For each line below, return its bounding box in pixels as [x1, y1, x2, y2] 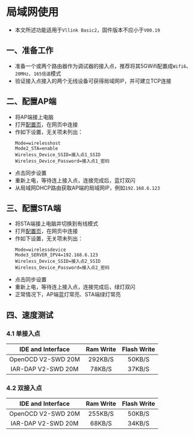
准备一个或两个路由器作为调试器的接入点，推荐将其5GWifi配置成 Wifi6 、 [14, 62, 192, 69]
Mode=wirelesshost [14, 140, 61, 146]
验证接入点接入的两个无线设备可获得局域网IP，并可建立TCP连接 [14, 77, 172, 84]
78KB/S [90, 365, 112, 373]
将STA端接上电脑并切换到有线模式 [14, 220, 98, 227]
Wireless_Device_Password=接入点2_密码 [14, 265, 110, 271]
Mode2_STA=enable [14, 145, 58, 151]
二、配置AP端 [6, 97, 57, 107]
